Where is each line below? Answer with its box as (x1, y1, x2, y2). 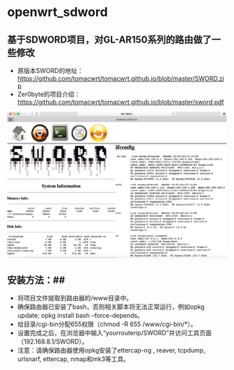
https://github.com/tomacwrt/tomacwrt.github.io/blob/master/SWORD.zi (17, 75, 224, 82)
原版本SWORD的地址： (17, 67, 84, 75)
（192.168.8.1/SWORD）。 (17, 337, 88, 346)
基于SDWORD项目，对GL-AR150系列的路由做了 (7, 33, 212, 45)
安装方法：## (7, 274, 65, 286)
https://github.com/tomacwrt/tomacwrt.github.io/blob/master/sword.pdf (17, 98, 224, 106)
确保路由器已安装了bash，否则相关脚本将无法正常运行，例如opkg (17, 302, 205, 311)
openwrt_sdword (7, 4, 108, 20)
